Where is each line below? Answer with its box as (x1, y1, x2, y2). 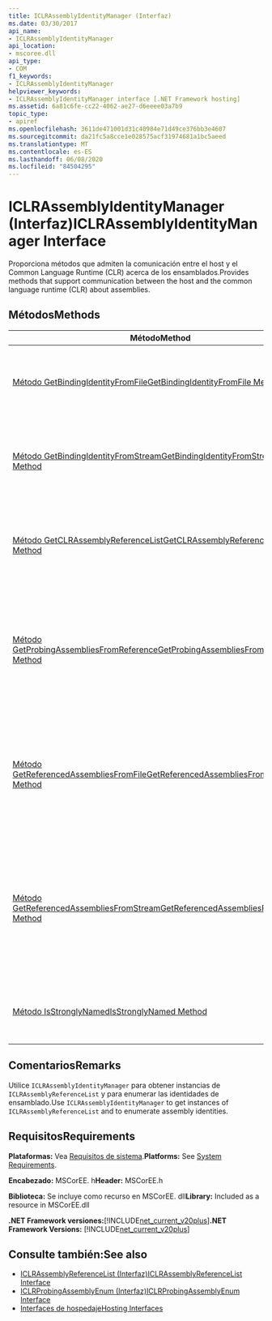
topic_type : (8, 110, 49, 118)
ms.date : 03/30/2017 (8, 19, 79, 28)
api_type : (8, 58, 42, 66)
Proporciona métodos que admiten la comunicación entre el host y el (8, 259, 238, 268)
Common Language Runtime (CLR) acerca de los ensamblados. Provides (8, 268, 249, 277)
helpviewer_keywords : (8, 87, 82, 96)
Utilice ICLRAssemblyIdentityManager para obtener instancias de (8, 1080, 221, 1090)
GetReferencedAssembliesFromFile (12, 768, 147, 779)
